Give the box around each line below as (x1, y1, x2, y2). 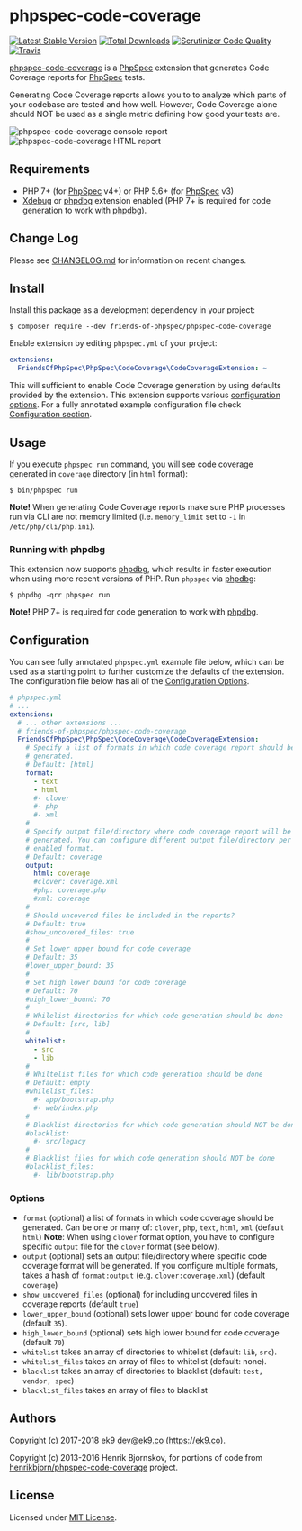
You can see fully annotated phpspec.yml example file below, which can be (9, 657, 285, 668)
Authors (9, 1411, 57, 1426)
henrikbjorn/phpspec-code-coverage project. (9, 1462, 178, 1472)
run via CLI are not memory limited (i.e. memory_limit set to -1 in (9, 511, 246, 522)
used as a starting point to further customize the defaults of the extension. (9, 666, 285, 677)
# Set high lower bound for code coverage (25, 978, 187, 987)
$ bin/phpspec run (9, 486, 78, 495)
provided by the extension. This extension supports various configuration (9, 389, 281, 401)
